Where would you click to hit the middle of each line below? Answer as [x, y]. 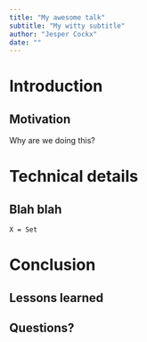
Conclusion [53, 265]
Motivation [40, 119]
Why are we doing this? [52, 141]
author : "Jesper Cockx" [53, 34]
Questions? [42, 328]
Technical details [74, 177]
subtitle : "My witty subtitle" [67, 26]
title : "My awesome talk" [57, 17]
